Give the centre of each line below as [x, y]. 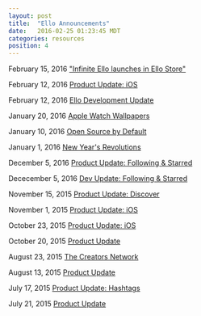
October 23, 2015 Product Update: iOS [72, 225]
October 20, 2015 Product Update [65, 241]
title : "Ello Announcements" [59, 23]
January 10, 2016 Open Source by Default [77, 132]
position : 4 [28, 46]
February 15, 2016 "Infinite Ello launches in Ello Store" [97, 69]
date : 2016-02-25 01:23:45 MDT [65, 31]
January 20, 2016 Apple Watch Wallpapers [79, 116]
